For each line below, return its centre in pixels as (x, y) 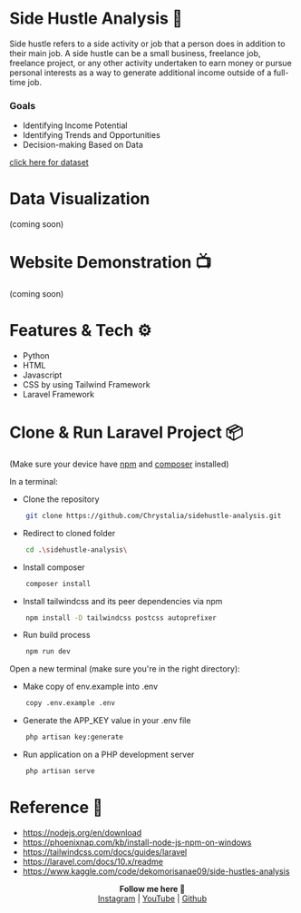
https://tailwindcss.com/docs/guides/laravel (105, 851)
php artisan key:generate (75, 737)
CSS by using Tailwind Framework (87, 385)
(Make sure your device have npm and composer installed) (119, 464)
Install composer (53, 567)
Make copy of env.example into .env (90, 687)
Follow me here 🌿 (152, 888)
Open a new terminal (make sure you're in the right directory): (125, 669)
